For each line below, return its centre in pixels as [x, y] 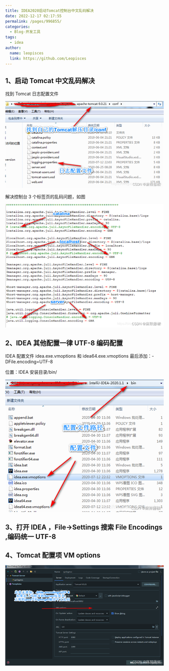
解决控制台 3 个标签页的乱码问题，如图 [45, 197]
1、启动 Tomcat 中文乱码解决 [50, 81]
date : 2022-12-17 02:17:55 [33, 16]
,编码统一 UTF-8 [31, 537]
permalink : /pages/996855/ [33, 21]
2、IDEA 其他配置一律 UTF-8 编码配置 [64, 343]
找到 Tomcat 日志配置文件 [32, 94]
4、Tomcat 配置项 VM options [53, 555]
